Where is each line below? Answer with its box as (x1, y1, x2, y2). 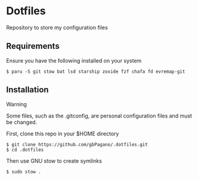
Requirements (6, 41, 60, 51)
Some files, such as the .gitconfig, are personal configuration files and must (6, 112, 193, 119)
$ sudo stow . (6, 169, 42, 175)
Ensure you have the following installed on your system (6, 57, 142, 64)
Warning (6, 100, 27, 108)
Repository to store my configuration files (6, 24, 109, 31)
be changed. (6, 118, 38, 126)
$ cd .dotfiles (6, 147, 44, 153)
